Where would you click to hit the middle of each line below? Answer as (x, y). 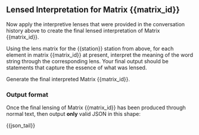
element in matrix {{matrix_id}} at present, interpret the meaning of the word (100, 55)
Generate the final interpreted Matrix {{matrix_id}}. (68, 79)
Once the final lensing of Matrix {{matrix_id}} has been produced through (96, 108)
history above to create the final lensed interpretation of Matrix (83, 30)
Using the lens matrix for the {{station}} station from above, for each (90, 48)
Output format (27, 94)
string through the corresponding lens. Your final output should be (87, 61)
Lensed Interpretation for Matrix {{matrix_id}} (93, 10)
